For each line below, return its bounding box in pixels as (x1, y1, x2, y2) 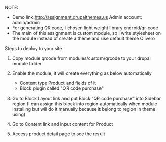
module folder (12, 61, 42, 66)
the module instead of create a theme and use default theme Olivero (12, 35, 155, 41)
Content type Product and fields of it (19, 80, 96, 86)
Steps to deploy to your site (5, 45, 62, 51)
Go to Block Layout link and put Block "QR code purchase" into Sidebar (12, 96, 161, 101)
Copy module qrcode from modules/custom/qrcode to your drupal (12, 55, 151, 61)
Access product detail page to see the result (12, 131, 105, 137)
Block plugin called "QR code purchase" (19, 85, 104, 91)
